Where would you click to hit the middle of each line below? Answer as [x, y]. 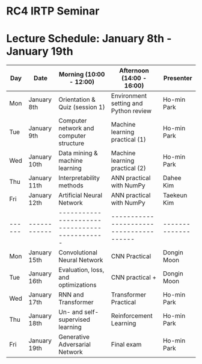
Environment [129, 96]
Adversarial [75, 345]
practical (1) [128, 140]
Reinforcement [132, 316]
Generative [74, 337]
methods [71, 186]
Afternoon [134, 71]
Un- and [71, 312]
